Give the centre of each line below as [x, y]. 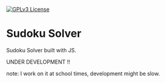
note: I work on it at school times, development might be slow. [83, 73]
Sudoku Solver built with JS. [41, 50]
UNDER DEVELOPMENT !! [38, 62]
